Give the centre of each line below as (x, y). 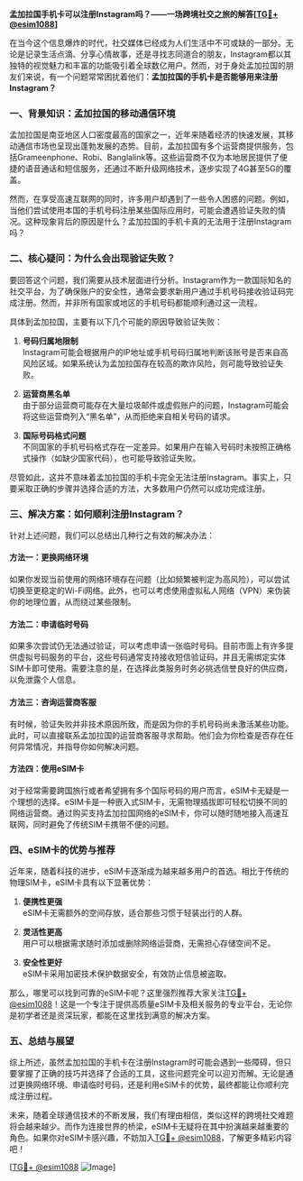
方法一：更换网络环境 (49, 557)
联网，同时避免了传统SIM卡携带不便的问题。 (92, 824)
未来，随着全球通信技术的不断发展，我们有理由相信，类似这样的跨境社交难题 (151, 1115)
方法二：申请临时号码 (49, 624)
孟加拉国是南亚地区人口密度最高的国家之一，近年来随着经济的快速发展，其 (147, 135)
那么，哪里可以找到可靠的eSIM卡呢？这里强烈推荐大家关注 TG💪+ (129, 993)
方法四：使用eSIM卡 (47, 769)
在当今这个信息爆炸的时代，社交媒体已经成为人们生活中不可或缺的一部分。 (147, 43)
